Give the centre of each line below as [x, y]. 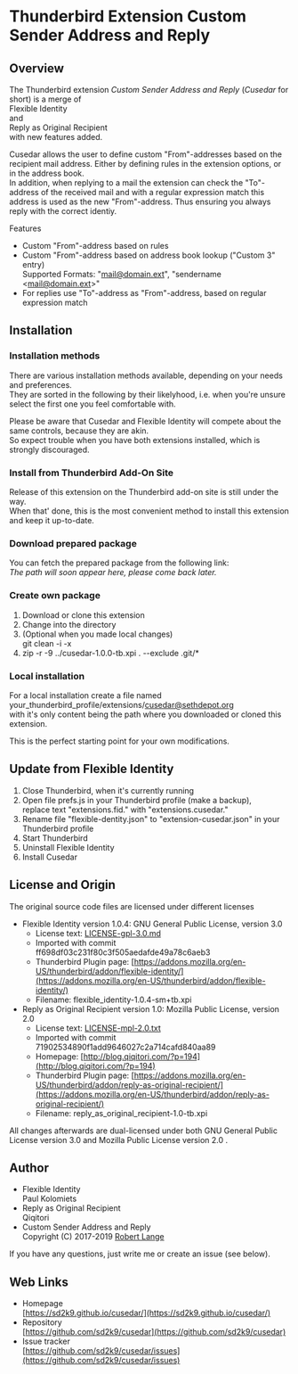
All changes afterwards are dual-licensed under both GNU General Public [144, 1131]
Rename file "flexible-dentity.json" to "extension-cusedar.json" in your [151, 819]
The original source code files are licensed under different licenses [132, 906]
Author [29, 1168]
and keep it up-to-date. [52, 520]
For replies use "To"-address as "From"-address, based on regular [144, 293]
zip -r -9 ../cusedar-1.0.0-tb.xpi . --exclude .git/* [111, 653]
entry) [33, 264]
